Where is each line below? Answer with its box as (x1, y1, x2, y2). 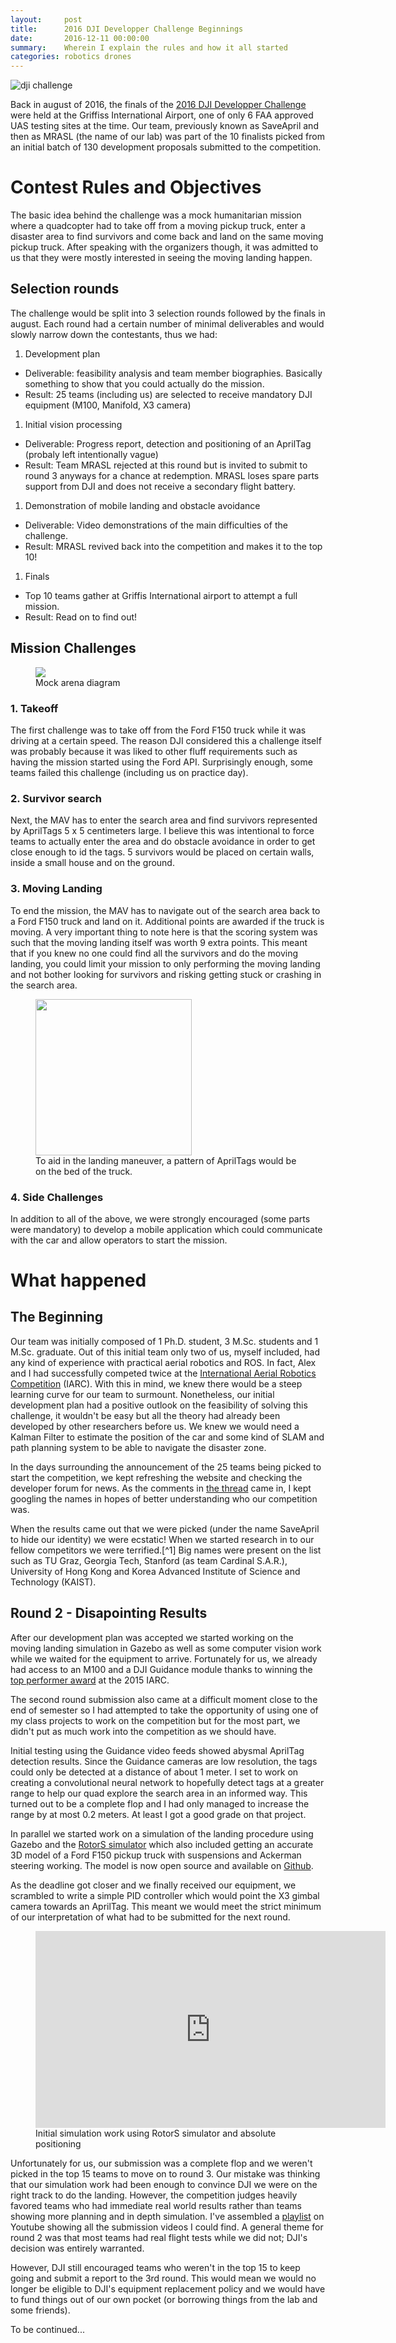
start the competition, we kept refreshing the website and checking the (10, 1471, 303, 1483)
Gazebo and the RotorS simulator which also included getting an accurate (10, 1838, 314, 1850)
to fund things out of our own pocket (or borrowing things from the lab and (10, 2293, 318, 2305)
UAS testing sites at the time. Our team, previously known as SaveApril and (10, 120, 319, 132)
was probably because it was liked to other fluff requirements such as (10, 745, 298, 757)
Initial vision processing (24, 418, 123, 430)
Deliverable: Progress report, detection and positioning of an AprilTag (24, 437, 312, 450)
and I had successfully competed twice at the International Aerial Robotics (10, 1367, 317, 1379)
